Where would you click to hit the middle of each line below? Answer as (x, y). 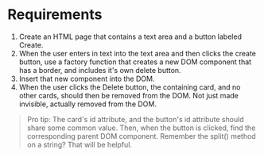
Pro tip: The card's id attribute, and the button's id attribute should (135, 119)
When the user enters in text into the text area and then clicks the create (137, 53)
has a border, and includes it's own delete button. (100, 70)
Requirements (55, 15)
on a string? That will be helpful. (80, 144)
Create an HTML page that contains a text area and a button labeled (130, 36)
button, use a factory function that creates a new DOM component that (135, 62)
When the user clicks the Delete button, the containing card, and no (130, 87)
